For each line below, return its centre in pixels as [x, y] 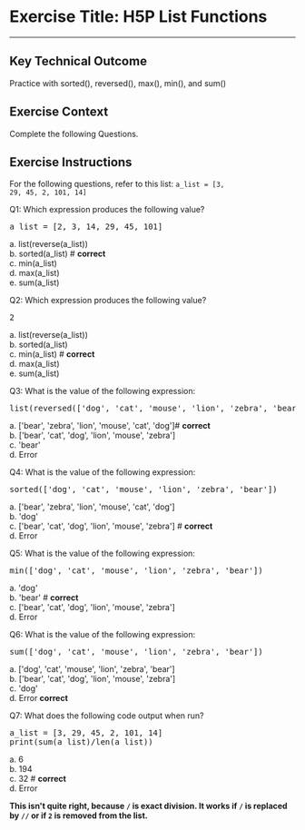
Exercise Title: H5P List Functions [138, 17]
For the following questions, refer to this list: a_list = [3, [117, 184]
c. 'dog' [24, 688]
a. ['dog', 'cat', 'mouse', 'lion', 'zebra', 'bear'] [92, 669]
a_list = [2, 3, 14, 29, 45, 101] [86, 227]
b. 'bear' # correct [44, 598]
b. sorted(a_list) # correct [58, 254]
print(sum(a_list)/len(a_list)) [81, 742]
